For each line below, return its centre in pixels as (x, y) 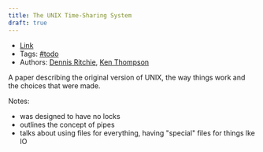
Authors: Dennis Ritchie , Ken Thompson (84, 62)
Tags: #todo (39, 54)
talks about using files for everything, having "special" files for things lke (137, 133)
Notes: (19, 101)
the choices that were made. (54, 85)
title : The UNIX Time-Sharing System (70, 15)
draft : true (28, 23)
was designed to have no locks (70, 116)
